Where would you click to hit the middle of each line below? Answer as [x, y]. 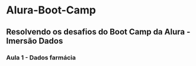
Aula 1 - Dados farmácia [41, 57]
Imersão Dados [35, 41]
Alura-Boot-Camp [51, 10]
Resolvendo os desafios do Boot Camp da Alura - [98, 32]
